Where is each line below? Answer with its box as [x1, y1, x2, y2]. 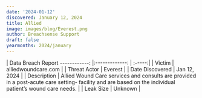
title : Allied [6, 20, 42, 26]
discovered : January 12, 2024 [6, 15, 83, 21]
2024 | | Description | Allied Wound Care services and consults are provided [6, 72, 197, 79]
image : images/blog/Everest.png [6, 25, 88, 32]
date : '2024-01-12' [6, 8, 56, 15]
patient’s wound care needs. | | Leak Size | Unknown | [6, 85, 141, 92]
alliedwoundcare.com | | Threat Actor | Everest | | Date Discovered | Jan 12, [6, 65, 195, 73]
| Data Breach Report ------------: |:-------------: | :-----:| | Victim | [6, 59, 174, 67]
